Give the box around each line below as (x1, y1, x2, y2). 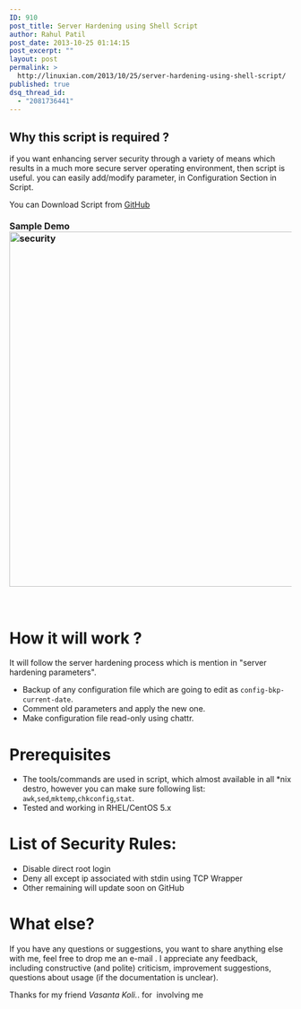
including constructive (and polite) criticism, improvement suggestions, (9, 962, 271, 973)
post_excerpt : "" (9, 47, 74, 56)
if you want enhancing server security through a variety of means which (9, 153, 276, 164)
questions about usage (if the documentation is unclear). (9, 972, 219, 983)
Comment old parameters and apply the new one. (21, 703, 206, 714)
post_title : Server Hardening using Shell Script (9, 22, 199, 30)
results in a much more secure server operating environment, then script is (9, 163, 285, 174)
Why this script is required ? (9, 129, 170, 144)
